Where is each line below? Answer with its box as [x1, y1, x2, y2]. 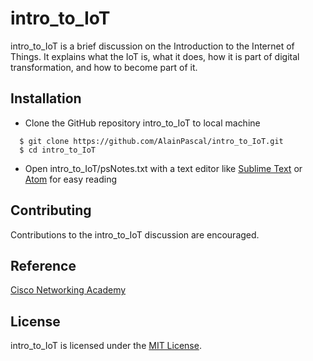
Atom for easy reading [24, 173, 117, 185]
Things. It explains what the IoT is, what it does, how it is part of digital [10, 50, 300, 62]
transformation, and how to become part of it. [10, 61, 198, 73]
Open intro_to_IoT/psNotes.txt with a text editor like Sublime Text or [24, 162, 303, 174]
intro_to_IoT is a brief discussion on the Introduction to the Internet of [10, 40, 295, 52]
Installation [10, 90, 82, 107]
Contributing [10, 202, 92, 219]
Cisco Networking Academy [10, 284, 127, 296]
